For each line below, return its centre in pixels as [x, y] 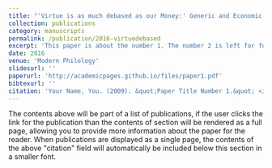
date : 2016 [27, 53]
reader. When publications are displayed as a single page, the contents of [131, 140]
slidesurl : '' [32, 69]
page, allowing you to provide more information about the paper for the [127, 131]
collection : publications [52, 23]
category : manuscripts [47, 31]
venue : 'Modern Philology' [54, 61]
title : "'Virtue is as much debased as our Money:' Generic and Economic [136, 16]
